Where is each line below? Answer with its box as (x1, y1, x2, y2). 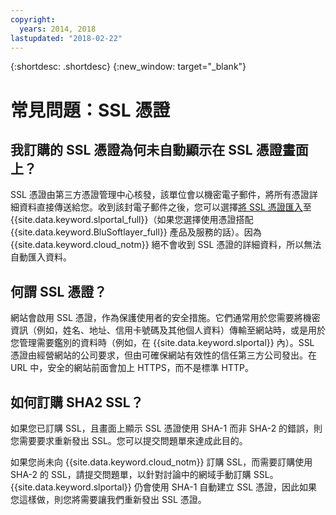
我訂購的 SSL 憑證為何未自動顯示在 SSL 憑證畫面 (10, 141, 309, 158)
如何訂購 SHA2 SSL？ (10, 394, 144, 411)
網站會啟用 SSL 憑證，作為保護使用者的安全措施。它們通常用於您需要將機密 (10, 312, 321, 324)
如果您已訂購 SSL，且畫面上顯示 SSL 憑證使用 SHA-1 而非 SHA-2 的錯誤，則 (10, 422, 323, 434)
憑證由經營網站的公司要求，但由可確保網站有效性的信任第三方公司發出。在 (10, 349, 317, 361)
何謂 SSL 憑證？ (10, 283, 108, 300)
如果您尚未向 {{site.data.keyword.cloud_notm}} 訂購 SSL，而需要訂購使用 (10, 456, 313, 468)
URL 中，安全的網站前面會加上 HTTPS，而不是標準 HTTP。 (10, 362, 254, 374)
